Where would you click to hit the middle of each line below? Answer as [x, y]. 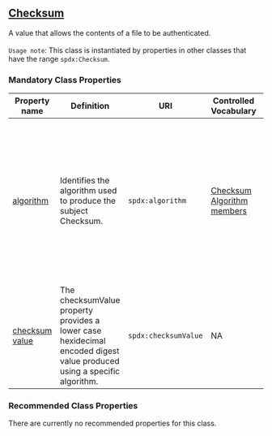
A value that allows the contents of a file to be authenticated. [110, 32]
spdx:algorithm [157, 201]
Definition [90, 106]
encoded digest [89, 351]
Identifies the [85, 180]
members [228, 211]
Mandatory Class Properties [65, 80]
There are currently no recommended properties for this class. [113, 423]
